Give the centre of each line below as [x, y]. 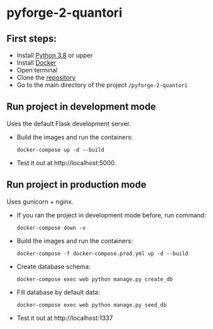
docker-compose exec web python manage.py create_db [95, 279]
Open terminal [37, 70]
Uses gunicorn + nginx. [40, 201]
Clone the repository [46, 77]
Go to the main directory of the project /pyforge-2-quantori [102, 85]
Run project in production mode [77, 185]
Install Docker [36, 63]
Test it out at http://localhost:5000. [66, 162]
